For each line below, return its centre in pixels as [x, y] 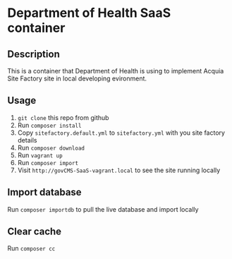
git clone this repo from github [63, 117]
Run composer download [51, 147]
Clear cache [35, 232]
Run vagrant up [40, 155]
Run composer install [49, 125]
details [27, 140]
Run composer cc [31, 248]
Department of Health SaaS [89, 13]
